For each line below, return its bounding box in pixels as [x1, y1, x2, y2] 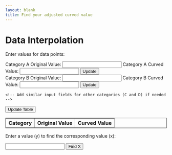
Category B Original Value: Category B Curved [5, 75, 163, 81]
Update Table [8, 107, 33, 113]
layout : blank [5, 7, 36, 13]
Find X [68, 144, 81, 149]
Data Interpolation [5, 34, 84, 46]
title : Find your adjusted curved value [5, 12, 93, 17]
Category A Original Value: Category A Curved [5, 61, 164, 68]
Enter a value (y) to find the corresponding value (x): [5, 133, 116, 139]
